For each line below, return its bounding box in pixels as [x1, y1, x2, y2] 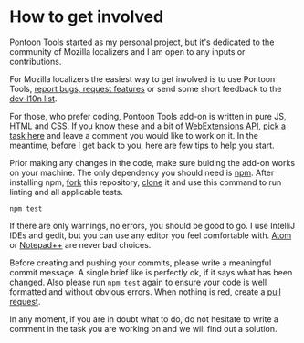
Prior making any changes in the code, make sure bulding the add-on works [9, 157, 295, 168]
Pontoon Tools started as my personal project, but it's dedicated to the [9, 36, 275, 47]
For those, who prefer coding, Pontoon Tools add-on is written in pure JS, [9, 110, 287, 121]
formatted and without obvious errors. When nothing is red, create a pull [9, 286, 281, 297]
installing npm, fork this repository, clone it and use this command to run [9, 176, 282, 188]
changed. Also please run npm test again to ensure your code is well [9, 276, 267, 287]
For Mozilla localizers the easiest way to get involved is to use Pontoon [9, 73, 276, 84]
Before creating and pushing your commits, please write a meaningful [9, 257, 272, 268]
